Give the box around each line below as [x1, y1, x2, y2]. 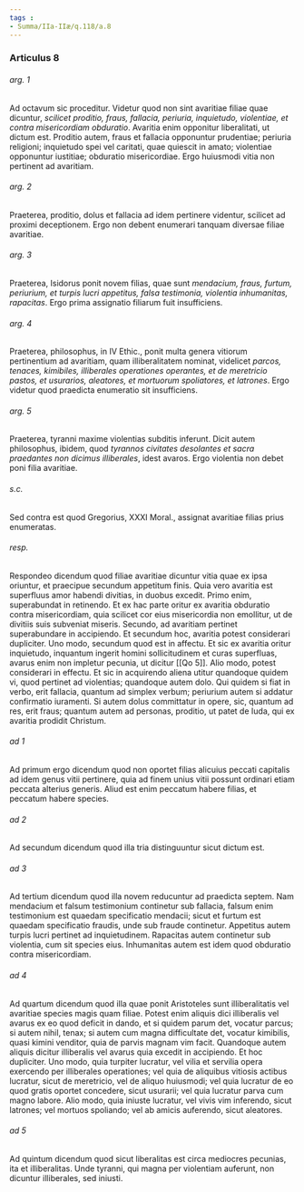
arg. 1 [9, 75, 30, 85]
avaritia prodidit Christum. [9, 715, 107, 726]
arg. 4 [9, 317, 33, 328]
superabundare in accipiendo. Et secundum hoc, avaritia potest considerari [9, 628, 290, 639]
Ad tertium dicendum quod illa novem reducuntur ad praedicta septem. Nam [9, 891, 295, 902]
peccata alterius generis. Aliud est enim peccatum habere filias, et [9, 784, 257, 795]
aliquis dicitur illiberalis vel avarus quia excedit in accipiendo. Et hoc [9, 1047, 263, 1057]
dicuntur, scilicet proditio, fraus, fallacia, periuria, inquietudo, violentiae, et [9, 112, 289, 123]
